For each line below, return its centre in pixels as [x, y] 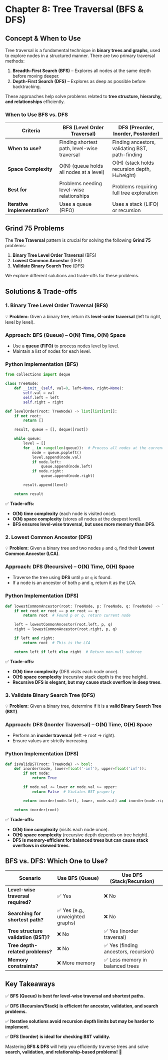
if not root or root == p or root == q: [57, 611]
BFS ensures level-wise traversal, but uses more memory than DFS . [84, 524]
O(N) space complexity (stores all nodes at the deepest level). [77, 518]
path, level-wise [78, 149]
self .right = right [43, 402]
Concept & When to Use [43, 38]
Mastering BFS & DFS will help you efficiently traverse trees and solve [77, 1046]
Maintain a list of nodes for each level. [52, 351]
